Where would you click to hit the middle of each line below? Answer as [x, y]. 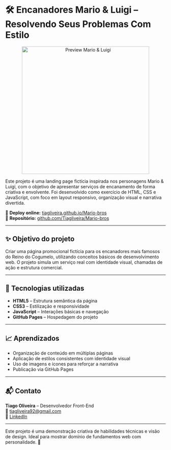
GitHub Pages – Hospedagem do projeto [55, 317]
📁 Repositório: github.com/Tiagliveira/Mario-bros [57, 218]
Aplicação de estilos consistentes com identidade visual [72, 359]
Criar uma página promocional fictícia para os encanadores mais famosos [83, 251]
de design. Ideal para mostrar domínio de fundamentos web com [73, 437]
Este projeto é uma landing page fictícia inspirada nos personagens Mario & [84, 181]
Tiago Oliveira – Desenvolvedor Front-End [50, 406]
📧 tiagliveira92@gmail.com [33, 411]
